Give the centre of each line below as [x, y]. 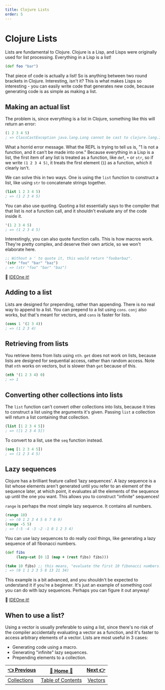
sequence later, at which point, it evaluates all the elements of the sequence [82, 491]
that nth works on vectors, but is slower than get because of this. [71, 366]
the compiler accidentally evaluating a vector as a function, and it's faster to [82, 632]
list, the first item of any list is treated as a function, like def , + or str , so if [79, 157]
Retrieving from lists [37, 344]
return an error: [21, 124]
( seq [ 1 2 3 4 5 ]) [24, 449]
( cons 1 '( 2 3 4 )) [24, 324]
